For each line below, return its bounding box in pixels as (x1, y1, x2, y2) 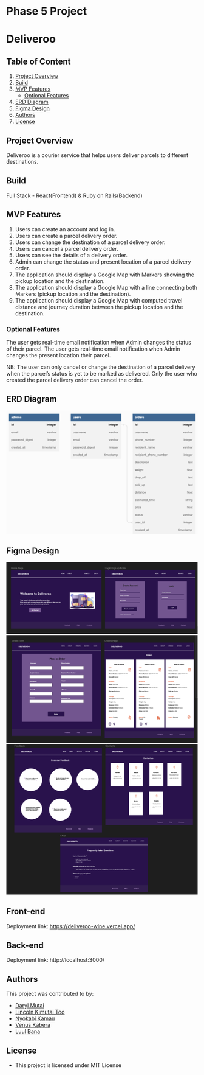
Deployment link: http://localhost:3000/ (6, 956, 105, 964)
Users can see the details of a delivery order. (15, 251, 128, 259)
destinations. (6, 158, 39, 165)
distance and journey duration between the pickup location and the (15, 303, 183, 310)
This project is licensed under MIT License (15, 1061, 122, 1069)
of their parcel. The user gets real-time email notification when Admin (6, 345, 180, 352)
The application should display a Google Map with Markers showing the (15, 271, 194, 278)
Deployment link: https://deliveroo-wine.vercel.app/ (6, 922, 135, 930)
